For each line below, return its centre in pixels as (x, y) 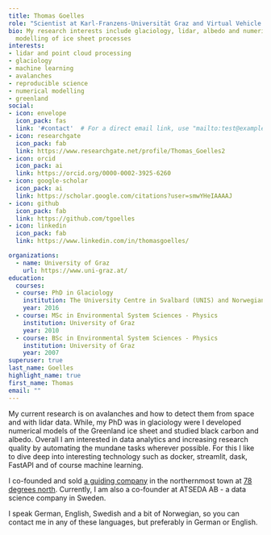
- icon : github (34, 203)
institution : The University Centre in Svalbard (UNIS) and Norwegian (144, 301)
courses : (30, 286)
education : (27, 278)
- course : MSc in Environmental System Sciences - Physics (117, 316)
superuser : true (35, 361)
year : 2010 (41, 330)
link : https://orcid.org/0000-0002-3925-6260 (94, 173)
